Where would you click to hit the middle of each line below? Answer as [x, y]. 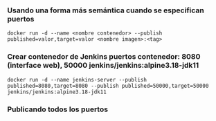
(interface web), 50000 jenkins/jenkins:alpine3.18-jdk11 [103, 66]
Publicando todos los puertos [58, 109]
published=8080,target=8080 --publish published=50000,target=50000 [108, 86]
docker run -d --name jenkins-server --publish [77, 80]
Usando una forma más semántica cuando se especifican [106, 10]
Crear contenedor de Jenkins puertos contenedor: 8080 [104, 57]
